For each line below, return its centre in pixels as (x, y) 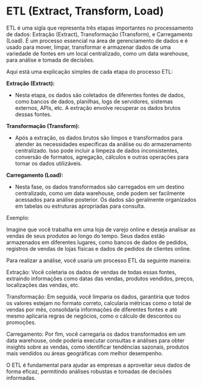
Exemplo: (18, 217)
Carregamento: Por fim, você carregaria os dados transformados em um (96, 334)
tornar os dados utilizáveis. (49, 163)
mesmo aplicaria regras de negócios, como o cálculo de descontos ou (93, 316)
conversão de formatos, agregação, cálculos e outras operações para (102, 157)
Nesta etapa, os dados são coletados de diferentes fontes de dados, (100, 95)
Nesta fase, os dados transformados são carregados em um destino (100, 187)
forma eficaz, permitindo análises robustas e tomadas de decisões (89, 371)
